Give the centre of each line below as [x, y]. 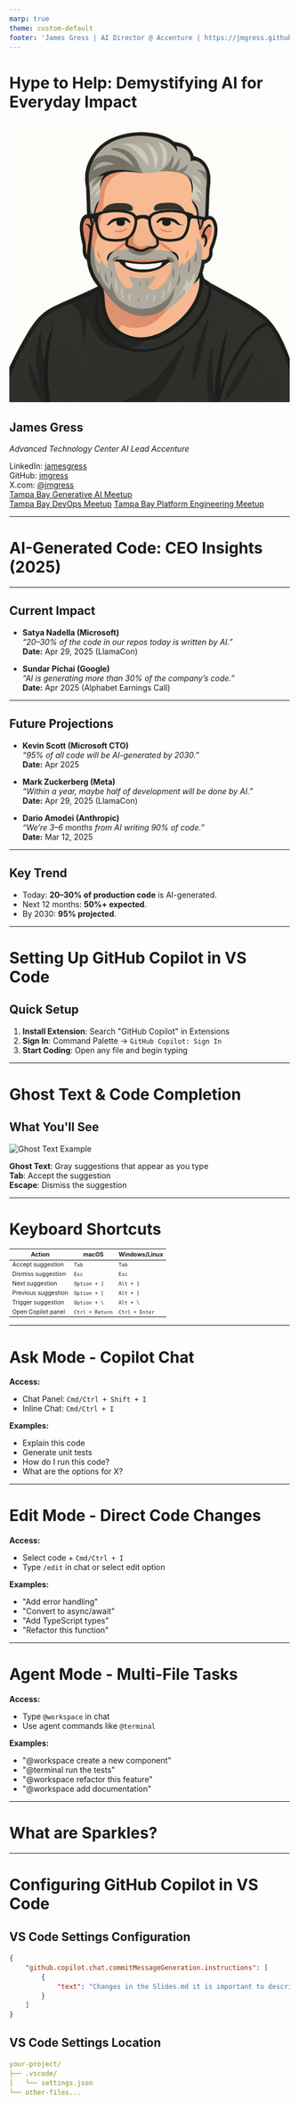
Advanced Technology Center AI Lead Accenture [99, 449]
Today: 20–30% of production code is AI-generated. [120, 895]
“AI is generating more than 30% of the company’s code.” [128, 678]
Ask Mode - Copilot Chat [102, 1357]
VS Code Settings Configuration [100, 1937]
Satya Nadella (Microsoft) [71, 632]
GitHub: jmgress [39, 476]
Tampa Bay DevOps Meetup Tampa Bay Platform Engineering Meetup [137, 504]
